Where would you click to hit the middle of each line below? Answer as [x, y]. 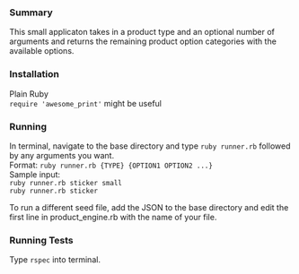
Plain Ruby [29, 94]
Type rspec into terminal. [55, 260]
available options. [42, 51]
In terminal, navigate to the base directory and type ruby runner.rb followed [150, 146]
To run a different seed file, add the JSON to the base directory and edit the [149, 207]
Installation [35, 74]
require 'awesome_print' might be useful [85, 103]
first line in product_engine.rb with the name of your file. [113, 217]
